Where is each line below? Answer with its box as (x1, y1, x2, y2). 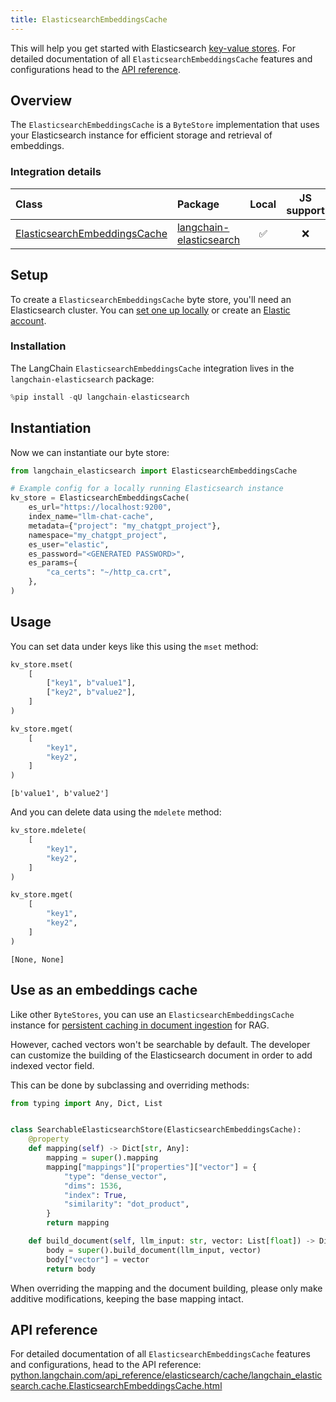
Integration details (10, 165, 102, 179)
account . (10, 314, 47, 326)
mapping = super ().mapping (46, 1153, 159, 1163)
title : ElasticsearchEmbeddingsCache (10, 14, 168, 25)
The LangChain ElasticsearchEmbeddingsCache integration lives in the (10, 362, 295, 374)
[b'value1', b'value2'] (10, 789, 110, 799)
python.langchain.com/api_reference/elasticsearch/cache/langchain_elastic (10, 1369, 323, 1381)
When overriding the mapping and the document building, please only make (10, 1282, 323, 1294)
